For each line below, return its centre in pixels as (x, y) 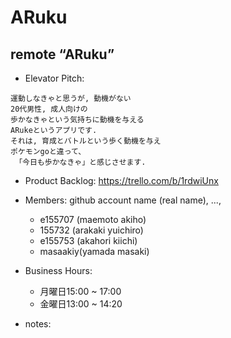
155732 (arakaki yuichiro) (91, 230)
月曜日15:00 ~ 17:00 (80, 291)
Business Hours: (58, 270)
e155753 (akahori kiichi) (88, 240)
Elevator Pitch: (54, 78)
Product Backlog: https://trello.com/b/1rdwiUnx (121, 180)
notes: (38, 324)
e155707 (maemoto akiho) (93, 219)
